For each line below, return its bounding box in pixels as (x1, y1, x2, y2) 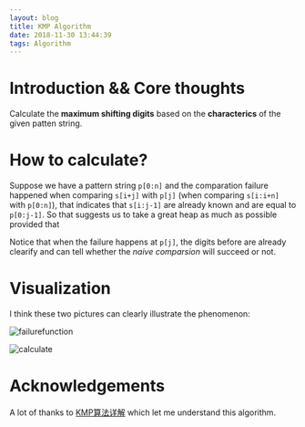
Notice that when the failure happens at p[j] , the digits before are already (9, 236, 287, 247)
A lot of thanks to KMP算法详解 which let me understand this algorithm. (9, 407, 276, 418)
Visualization (9, 278, 111, 299)
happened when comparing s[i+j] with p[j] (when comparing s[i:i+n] (9, 190, 280, 201)
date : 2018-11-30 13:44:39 (9, 30, 112, 39)
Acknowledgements (9, 376, 166, 397)
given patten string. (9, 118, 83, 129)
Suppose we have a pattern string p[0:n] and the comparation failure (9, 180, 269, 192)
